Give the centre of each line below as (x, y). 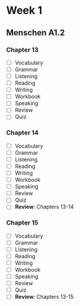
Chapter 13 (22, 50)
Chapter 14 (22, 133)
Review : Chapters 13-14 (44, 207)
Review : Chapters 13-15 (44, 297)
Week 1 (24, 10)
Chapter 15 (22, 223)
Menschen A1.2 (36, 33)
